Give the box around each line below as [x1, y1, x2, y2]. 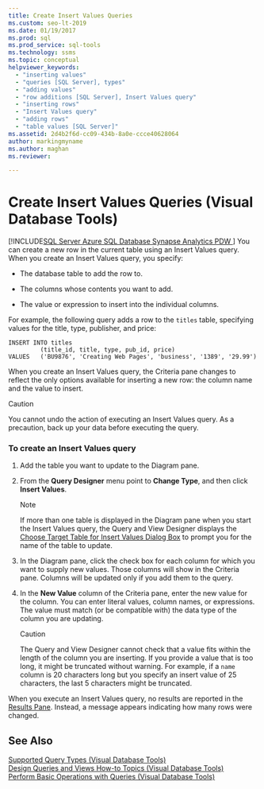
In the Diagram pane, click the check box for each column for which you [19, 556, 255, 566]
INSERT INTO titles [8, 339, 73, 347]
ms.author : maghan [8, 145, 69, 153]
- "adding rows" [15, 115, 69, 123]
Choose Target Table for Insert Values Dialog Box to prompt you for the [19, 532, 252, 542]
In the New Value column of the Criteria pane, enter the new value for [19, 589, 248, 598]
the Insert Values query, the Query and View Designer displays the [19, 524, 237, 534]
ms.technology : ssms [8, 49, 77, 56]
